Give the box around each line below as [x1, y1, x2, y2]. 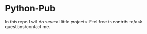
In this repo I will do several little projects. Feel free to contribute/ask [5, 19, 143, 24]
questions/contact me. [5, 23, 50, 29]
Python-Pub [5, 3, 55, 14]
